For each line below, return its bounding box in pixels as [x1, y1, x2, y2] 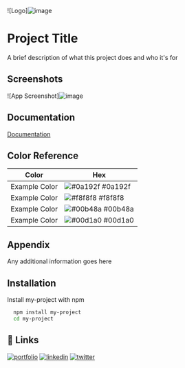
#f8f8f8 [98, 193, 124, 203]
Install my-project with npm [7, 296, 85, 303]
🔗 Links [7, 334, 39, 346]
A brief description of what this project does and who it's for [7, 53, 178, 61]
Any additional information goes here [7, 257, 112, 265]
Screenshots [7, 73, 63, 85]
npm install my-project [13, 309, 81, 316]
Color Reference [7, 150, 79, 161]
